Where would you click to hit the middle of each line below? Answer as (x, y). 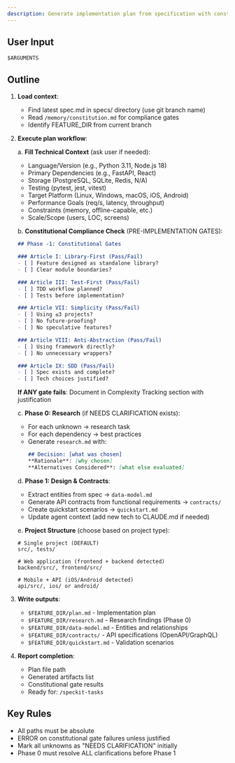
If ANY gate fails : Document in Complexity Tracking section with (111, 392)
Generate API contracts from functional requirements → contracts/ (124, 502)
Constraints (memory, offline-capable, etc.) (90, 210)
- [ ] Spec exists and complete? (66, 372)
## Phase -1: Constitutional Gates (69, 244)
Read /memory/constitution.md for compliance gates (104, 118)
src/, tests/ (36, 549)
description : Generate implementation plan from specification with (109, 14)
